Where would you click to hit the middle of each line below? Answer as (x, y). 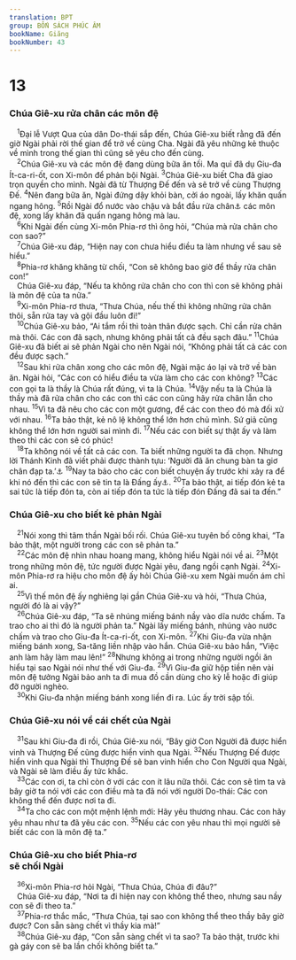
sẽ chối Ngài (36, 866)
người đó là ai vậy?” (45, 605)
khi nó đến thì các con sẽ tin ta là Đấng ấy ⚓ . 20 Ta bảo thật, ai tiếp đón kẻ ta (147, 481)
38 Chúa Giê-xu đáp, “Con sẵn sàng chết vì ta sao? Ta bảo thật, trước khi (148, 936)
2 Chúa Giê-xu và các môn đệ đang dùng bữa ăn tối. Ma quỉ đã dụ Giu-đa (149, 163)
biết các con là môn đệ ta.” (58, 832)
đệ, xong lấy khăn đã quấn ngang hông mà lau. (95, 216)
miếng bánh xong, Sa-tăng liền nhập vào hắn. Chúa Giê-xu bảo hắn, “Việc (144, 646)
